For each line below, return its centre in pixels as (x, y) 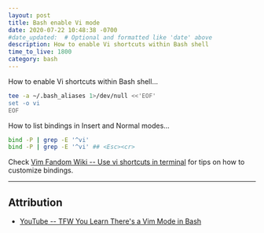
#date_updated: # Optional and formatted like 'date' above (110, 37)
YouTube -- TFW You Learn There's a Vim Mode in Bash (110, 221)
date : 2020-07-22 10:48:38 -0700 (63, 30)
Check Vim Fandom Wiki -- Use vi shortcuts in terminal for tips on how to (126, 162)
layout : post (29, 15)
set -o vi (24, 103)
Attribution (35, 202)
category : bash (33, 60)
